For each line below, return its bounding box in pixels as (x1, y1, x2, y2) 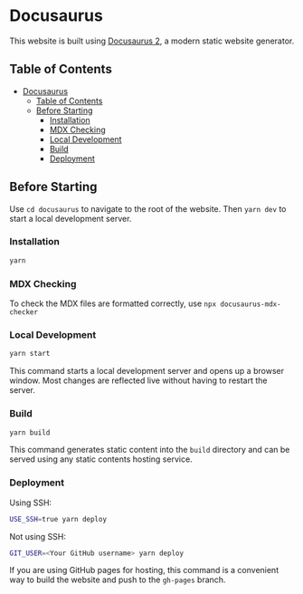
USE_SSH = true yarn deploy (9, 514, 107, 523)
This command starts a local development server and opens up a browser (9, 366, 285, 377)
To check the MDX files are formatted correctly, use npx (9, 298, 217, 309)
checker (9, 308, 39, 317)
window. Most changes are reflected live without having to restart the (9, 375, 268, 386)
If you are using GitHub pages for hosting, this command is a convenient (9, 565, 279, 576)
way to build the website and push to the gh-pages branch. (9, 574, 226, 585)
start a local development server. (9, 213, 132, 224)
